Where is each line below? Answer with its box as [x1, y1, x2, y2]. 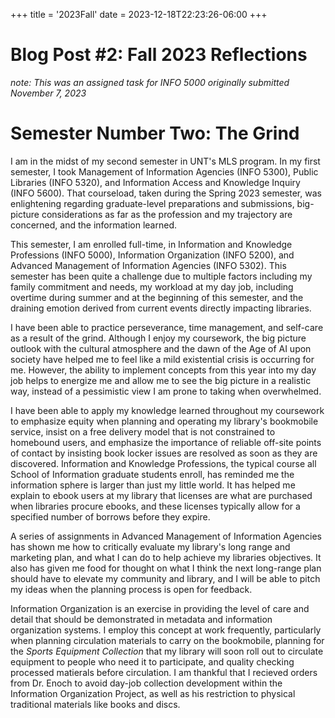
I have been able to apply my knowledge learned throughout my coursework [10, 404, 325, 416]
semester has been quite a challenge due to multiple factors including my [10, 270, 313, 282]
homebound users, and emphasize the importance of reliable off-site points [10, 436, 322, 448]
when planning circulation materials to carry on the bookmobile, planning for [10, 634, 325, 646]
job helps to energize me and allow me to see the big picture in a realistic [10, 374, 312, 386]
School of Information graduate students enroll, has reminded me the [10, 468, 295, 480]
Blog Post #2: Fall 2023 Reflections [10, 44, 308, 66]
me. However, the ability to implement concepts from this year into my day [10, 364, 317, 376]
